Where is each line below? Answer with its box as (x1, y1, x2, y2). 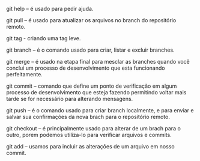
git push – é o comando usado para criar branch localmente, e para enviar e (6, 107, 194, 114)
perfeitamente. (6, 71, 43, 77)
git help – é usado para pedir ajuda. (6, 5, 94, 12)
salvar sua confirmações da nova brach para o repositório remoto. (6, 114, 170, 120)
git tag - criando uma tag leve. (6, 35, 81, 41)
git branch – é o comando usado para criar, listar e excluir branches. (6, 46, 175, 53)
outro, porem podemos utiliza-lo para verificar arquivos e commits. (6, 132, 172, 138)
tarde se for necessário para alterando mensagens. (6, 96, 133, 102)
